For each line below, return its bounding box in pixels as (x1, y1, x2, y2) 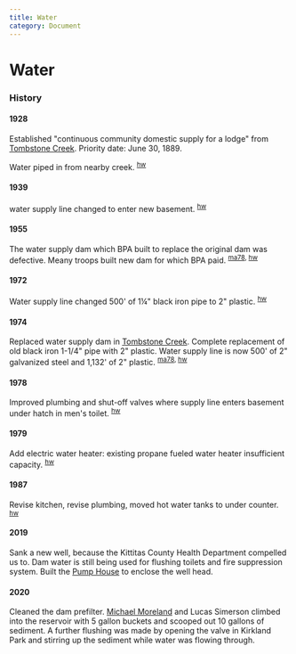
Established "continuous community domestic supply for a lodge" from (9, 133, 269, 143)
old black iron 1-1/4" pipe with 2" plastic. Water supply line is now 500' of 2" (9, 346, 288, 356)
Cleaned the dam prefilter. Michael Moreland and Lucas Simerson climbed (9, 607, 281, 617)
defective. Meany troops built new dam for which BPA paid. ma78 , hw (9, 253, 259, 266)
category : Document (9, 21, 82, 30)
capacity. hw (9, 457, 55, 470)
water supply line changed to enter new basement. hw (9, 201, 207, 214)
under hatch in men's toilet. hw (9, 406, 121, 419)
